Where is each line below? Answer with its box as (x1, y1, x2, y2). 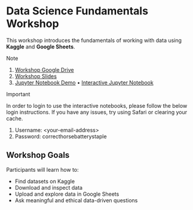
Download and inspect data (14, 184, 82, 191)
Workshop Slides (14, 72, 57, 80)
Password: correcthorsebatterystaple (14, 133, 107, 140)
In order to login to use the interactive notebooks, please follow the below (6, 102, 188, 109)
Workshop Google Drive (14, 66, 74, 73)
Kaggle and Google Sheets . (6, 43, 76, 50)
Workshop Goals (6, 150, 70, 160)
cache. (6, 115, 23, 122)
